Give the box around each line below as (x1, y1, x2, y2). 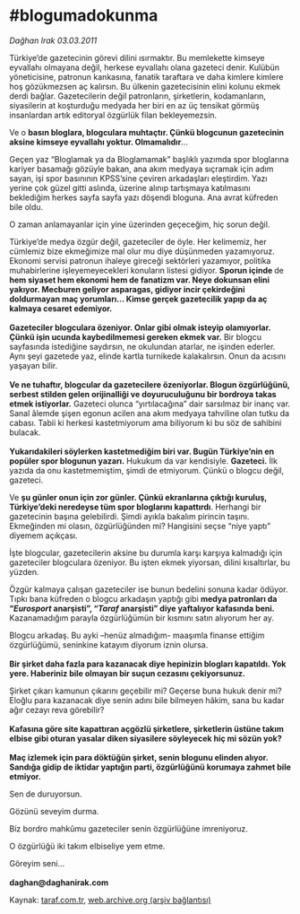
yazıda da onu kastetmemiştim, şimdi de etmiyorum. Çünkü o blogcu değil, (9, 465, 285, 475)
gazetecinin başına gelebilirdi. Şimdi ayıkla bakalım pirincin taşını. (9, 510, 250, 521)
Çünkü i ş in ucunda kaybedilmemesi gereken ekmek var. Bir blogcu (9, 331, 262, 342)
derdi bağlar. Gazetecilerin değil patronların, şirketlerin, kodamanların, (9, 91, 267, 101)
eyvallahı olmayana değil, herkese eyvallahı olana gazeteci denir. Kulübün (9, 62, 280, 73)
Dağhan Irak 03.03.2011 (9, 35, 98, 46)
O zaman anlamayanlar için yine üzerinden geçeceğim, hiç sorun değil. (9, 219, 270, 230)
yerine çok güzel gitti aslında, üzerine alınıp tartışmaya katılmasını (9, 182, 251, 193)
